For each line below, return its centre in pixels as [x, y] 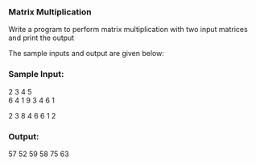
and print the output [41, 38]
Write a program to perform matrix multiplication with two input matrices [128, 30]
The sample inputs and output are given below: [87, 54]
